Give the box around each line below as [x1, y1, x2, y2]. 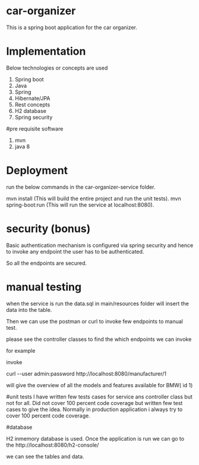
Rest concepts [14, 101, 50, 108]
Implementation [6, 45, 86, 58]
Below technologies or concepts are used [6, 64, 108, 71]
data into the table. [6, 306, 52, 313]
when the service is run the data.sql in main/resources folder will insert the [6, 300, 189, 307]
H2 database [14, 107, 46, 114]
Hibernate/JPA [14, 94, 50, 102]
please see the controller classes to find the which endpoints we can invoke [6, 336, 192, 343]
